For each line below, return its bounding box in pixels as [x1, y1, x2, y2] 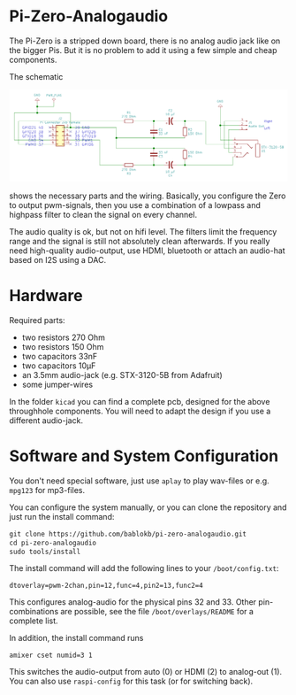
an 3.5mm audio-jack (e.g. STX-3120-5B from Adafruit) [21, 369, 223, 380]
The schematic [9, 71, 64, 81]
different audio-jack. [9, 414, 84, 426]
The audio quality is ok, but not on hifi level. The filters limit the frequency [9, 226, 277, 236]
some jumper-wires [21, 379, 94, 390]
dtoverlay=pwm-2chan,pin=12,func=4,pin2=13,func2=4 [9, 581, 203, 590]
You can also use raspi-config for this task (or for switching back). [9, 676, 254, 686]
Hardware [9, 285, 83, 305]
